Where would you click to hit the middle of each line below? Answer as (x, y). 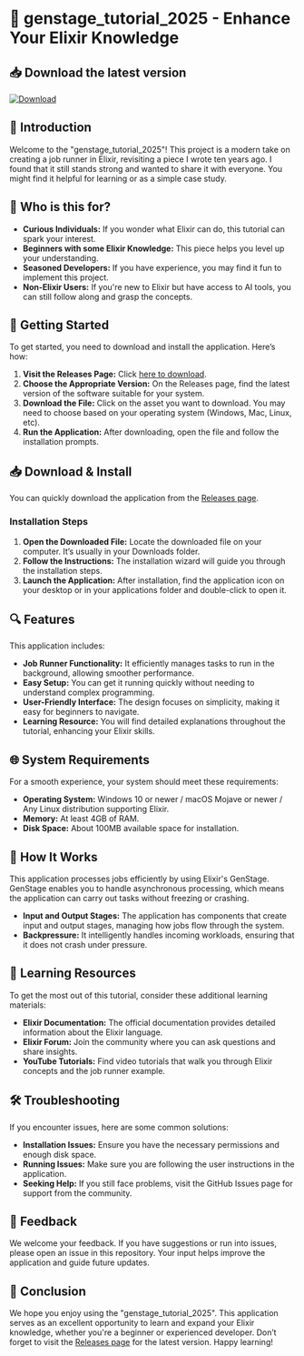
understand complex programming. (88, 693)
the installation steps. (62, 570)
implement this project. (65, 277)
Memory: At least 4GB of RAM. (81, 819)
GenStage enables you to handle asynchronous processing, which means (147, 888)
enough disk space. (59, 1154)
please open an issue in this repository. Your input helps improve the (137, 1253)
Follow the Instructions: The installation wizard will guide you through (154, 561)
